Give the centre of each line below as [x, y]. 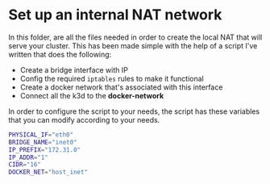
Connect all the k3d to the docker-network [92, 95]
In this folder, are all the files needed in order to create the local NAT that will [135, 37]
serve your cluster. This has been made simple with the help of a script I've [133, 45]
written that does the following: [60, 54]
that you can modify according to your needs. [84, 119]
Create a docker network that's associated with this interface [121, 87]
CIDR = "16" [25, 165]
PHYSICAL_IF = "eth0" [41, 135]
